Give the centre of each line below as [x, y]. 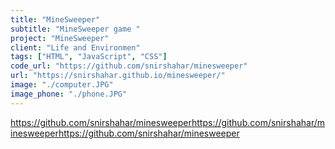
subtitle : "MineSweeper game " [75, 29]
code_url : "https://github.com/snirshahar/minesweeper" [129, 66]
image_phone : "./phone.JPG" [69, 94]
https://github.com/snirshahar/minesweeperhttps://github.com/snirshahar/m [168, 122]
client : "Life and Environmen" [75, 47]
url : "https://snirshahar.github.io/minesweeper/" [118, 76]
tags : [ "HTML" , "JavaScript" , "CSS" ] [89, 57]
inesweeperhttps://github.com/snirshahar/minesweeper [125, 133]
